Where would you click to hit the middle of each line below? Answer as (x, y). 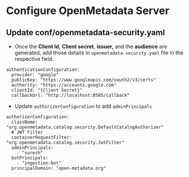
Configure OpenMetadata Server (88, 11)
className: (25, 122)
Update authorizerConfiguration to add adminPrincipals (83, 106)
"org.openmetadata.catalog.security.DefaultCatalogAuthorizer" (85, 127)
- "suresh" (30, 153)
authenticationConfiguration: (43, 70)
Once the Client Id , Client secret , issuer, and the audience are (91, 46)
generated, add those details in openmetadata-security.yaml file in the (99, 53)
